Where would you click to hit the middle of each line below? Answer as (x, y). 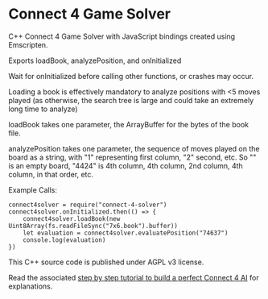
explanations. (31, 286)
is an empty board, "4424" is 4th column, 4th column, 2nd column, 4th (126, 165)
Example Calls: (33, 189)
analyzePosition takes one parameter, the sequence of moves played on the (134, 148)
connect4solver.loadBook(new (72, 218)
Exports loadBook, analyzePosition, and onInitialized (95, 60)
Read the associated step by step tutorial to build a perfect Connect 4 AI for (134, 277)
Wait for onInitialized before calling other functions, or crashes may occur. (131, 76)
